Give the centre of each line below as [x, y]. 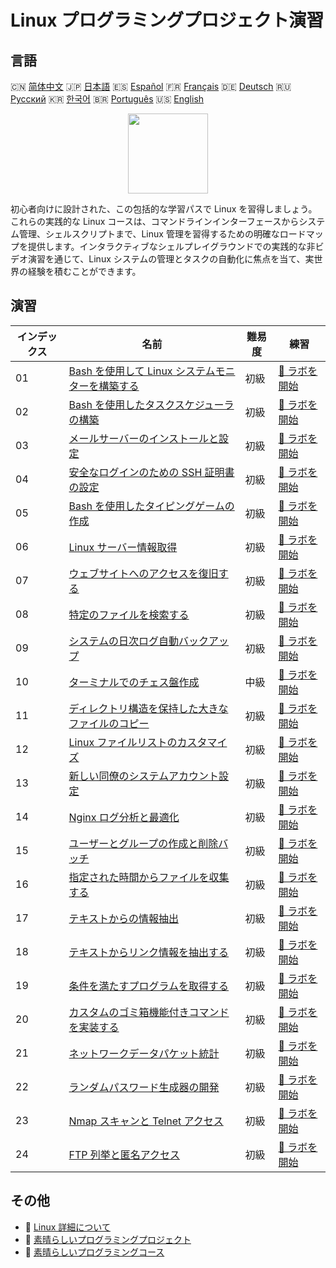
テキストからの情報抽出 [124, 918]
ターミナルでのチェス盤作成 [134, 682]
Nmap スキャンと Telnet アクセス [146, 1121]
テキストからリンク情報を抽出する [149, 952]
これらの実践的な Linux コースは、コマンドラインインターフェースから [155, 221]
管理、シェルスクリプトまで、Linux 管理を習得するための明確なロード [162, 234]
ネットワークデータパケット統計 [144, 1053]
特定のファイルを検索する [129, 614]
